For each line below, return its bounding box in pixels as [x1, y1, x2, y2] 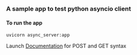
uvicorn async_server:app [6, 32, 70, 38]
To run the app [6, 19, 43, 26]
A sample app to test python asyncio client [6, 5, 131, 13]
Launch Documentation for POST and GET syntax [6, 43, 127, 50]
